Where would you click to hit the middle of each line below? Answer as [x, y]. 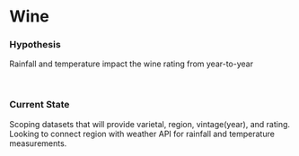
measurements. [38, 143]
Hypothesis [35, 45]
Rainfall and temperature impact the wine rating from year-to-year [132, 64]
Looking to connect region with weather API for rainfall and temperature [142, 134]
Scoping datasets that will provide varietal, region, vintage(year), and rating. [149, 124]
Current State [40, 105]
